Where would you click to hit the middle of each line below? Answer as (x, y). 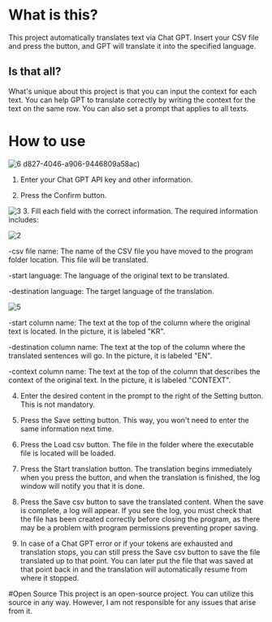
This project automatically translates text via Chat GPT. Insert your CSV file (134, 37)
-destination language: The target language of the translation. (112, 291)
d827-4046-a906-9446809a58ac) (82, 163)
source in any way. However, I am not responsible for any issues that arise (132, 602)
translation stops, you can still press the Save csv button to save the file (140, 552)
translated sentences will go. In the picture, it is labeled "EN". (110, 356)
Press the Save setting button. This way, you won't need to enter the (134, 420)
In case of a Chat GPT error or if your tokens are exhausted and (126, 543)
